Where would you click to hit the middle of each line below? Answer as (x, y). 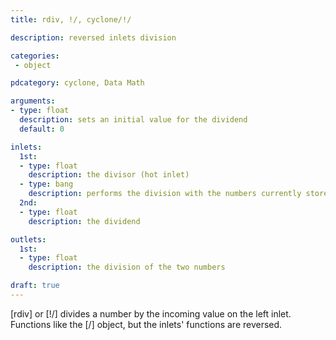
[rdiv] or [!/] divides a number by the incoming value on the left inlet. (151, 313)
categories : (35, 56)
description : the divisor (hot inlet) (109, 175)
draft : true (35, 286)
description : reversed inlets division (93, 37)
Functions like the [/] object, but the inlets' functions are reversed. (146, 324)
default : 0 (42, 129)
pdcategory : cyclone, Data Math (77, 83)
